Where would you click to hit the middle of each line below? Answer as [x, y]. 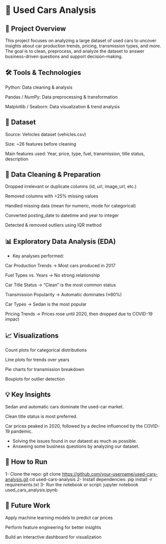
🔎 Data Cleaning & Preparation [53, 175]
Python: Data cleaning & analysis [39, 87]
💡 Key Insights [28, 395]
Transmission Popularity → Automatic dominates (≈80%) [64, 295]
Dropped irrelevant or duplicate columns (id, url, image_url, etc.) [71, 186]
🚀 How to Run [26, 462]
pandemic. [22, 431]
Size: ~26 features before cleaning [41, 144]
